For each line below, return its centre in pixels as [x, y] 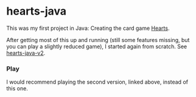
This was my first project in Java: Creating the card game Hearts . [88, 28]
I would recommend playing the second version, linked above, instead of [97, 82]
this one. [17, 88]
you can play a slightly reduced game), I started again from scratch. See [97, 46]
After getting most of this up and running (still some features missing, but [98, 40]
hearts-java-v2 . [26, 52]
